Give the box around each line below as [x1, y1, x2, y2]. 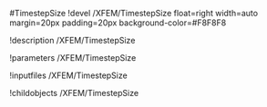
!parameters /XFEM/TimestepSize [9, 53, 137, 63]
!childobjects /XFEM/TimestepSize [9, 88, 139, 98]
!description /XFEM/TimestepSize [9, 35, 136, 45]
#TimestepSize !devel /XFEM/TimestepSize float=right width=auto [9, 8, 258, 18]
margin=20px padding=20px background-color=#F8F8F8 [9, 17, 227, 28]
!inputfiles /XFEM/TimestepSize [9, 70, 128, 81]
